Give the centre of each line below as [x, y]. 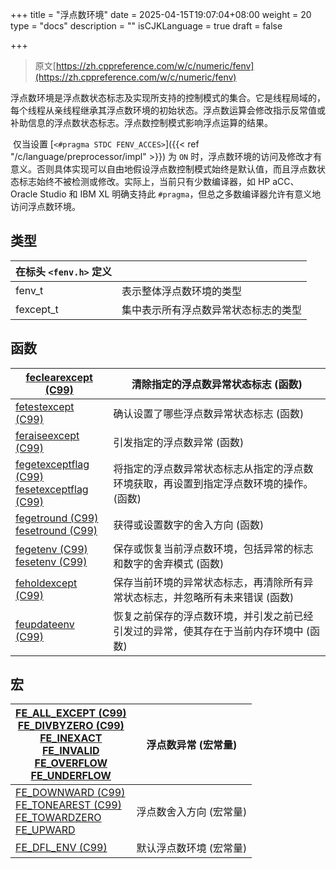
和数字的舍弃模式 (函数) [169, 563]
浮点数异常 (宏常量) [192, 745]
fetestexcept [45, 406]
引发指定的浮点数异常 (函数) [179, 442]
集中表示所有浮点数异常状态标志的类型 [212, 310]
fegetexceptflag [52, 464]
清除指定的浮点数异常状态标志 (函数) [217, 384]
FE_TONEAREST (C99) [68, 805]
